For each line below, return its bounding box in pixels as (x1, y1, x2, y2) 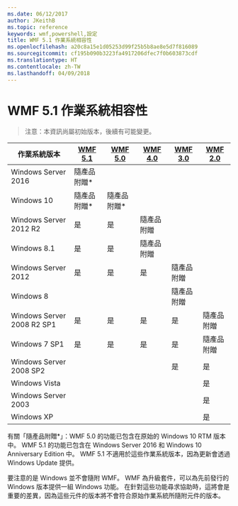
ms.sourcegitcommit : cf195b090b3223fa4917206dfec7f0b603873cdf (7, 50, 198, 57)
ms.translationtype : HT (7, 57, 78, 64)
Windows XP (11, 412, 54, 422)
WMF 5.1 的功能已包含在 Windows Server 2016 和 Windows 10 (21, 441, 202, 449)
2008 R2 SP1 (11, 320, 57, 330)
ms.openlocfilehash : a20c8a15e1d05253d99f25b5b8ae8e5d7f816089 (7, 43, 198, 50)
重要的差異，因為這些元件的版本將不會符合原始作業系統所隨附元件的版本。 (7, 491, 225, 500)
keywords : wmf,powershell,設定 (7, 30, 98, 38)
